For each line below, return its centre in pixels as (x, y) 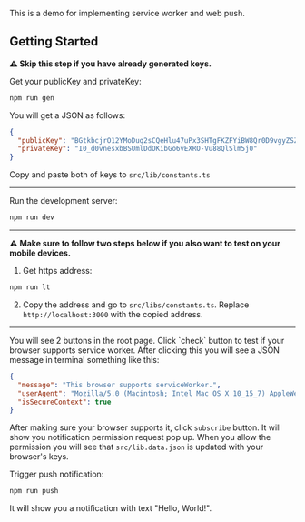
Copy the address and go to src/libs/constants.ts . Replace (136, 305)
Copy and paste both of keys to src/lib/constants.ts (110, 175)
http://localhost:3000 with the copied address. (113, 314)
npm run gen (32, 98)
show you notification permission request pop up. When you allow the (140, 437)
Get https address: (57, 271)
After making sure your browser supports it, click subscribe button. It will (145, 427)
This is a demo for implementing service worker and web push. (127, 13)
